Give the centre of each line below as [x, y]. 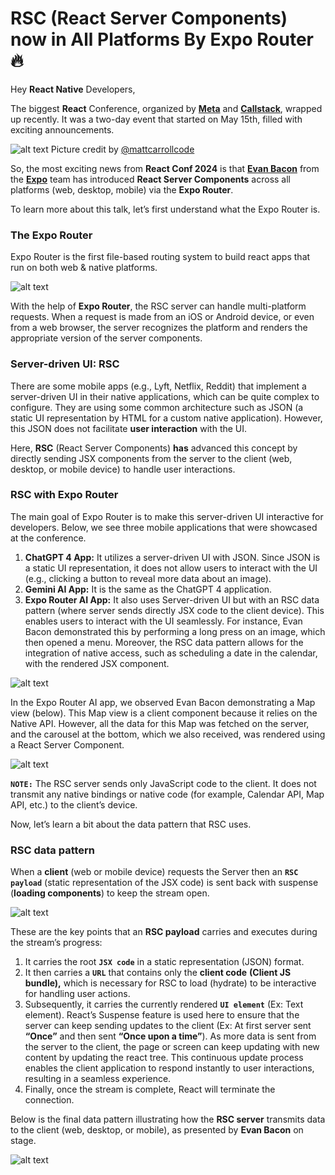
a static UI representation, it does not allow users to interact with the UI [171, 568]
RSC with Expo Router [64, 495]
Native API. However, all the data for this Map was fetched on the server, [160, 723]
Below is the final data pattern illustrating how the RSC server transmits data [168, 1119]
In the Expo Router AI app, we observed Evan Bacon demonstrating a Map [163, 702]
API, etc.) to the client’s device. [74, 804]
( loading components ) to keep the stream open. [110, 893]
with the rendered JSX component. [97, 663]
